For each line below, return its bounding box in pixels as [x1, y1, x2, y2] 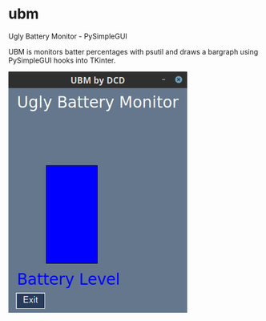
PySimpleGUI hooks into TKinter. [8, 55, 116, 65]
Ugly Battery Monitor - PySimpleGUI [8, 31, 128, 41]
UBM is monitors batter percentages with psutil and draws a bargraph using [8, 47, 259, 56]
